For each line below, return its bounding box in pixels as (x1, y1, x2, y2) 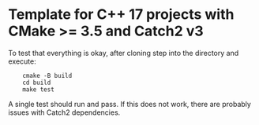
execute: (8, 57, 37, 66)
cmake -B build (22, 72, 73, 79)
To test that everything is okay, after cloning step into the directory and (8, 48, 239, 57)
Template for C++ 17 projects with (8, 6, 235, 24)
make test (22, 85, 55, 94)
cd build (22, 79, 51, 86)
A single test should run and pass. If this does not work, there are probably (8, 99, 251, 108)
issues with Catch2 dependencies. (8, 108, 121, 117)
